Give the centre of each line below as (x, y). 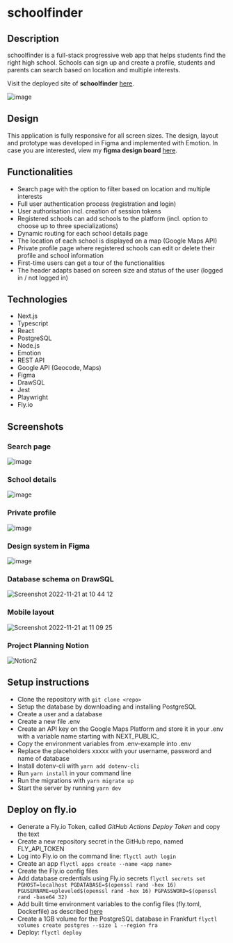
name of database (43, 758)
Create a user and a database (60, 714)
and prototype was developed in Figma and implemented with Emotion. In (113, 143)
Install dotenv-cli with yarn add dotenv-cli (79, 766)
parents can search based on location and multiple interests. (94, 70)
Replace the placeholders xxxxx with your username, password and (114, 751)
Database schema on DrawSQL (61, 579)
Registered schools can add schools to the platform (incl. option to (113, 218)
